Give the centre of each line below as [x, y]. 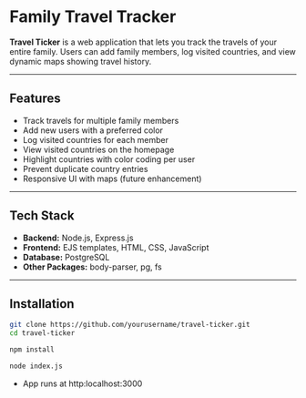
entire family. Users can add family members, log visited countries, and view [153, 51]
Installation [42, 304]
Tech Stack [42, 216]
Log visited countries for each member [96, 139]
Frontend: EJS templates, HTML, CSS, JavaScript [116, 247]
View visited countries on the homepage [98, 149]
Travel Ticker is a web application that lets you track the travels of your [143, 42]
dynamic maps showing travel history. [81, 61]
